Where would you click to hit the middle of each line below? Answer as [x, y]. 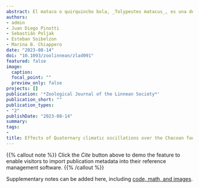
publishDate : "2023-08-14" [39, 116]
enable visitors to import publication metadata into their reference [86, 161]
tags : [13, 127]
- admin [16, 22]
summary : [17, 122]
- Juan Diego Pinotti [33, 28]
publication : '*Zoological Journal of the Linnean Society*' [83, 94]
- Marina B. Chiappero [34, 45]
